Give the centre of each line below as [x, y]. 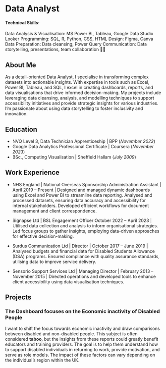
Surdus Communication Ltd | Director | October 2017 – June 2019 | [80, 246]
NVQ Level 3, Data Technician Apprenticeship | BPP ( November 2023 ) [84, 141]
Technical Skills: [22, 22]
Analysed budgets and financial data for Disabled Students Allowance [83, 251]
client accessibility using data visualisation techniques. [68, 282]
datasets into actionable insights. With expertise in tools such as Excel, [77, 82]
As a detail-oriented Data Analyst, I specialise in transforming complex [77, 77]
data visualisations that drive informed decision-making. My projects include [83, 93]
